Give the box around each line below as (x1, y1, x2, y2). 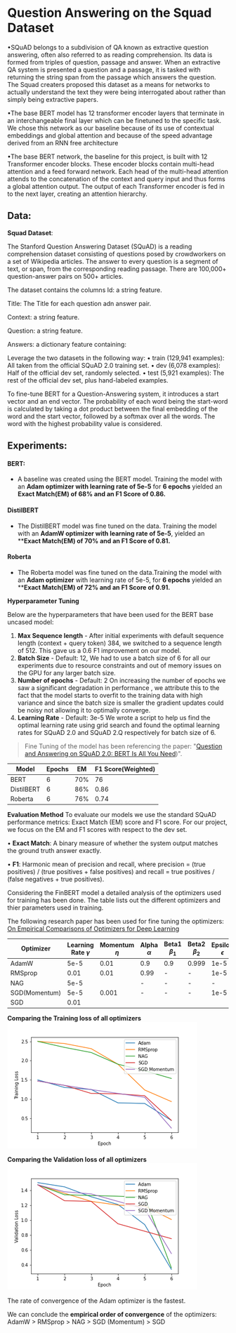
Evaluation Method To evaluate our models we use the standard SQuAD (7, 810, 216, 818)
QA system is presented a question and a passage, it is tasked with (7, 65, 202, 74)
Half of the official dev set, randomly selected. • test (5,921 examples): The (7, 369, 225, 377)
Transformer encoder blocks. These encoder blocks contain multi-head (7, 159, 214, 168)
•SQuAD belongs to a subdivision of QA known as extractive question (7, 43, 209, 51)
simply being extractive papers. (7, 95, 98, 103)
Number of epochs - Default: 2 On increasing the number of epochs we (17, 676, 226, 684)
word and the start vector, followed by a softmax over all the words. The (7, 412, 216, 420)
